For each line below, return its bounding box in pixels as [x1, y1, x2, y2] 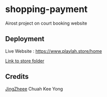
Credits [5, 72, 29, 81]
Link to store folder [5, 58, 44, 64]
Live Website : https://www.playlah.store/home [5, 48, 102, 54]
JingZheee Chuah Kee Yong [5, 85, 63, 91]
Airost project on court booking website [5, 20, 87, 26]
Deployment [5, 35, 45, 43]
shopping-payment [5, 4, 88, 15]
